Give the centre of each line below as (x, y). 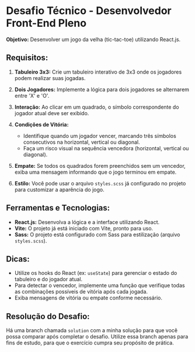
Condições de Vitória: (41, 125)
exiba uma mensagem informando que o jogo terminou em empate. (95, 172)
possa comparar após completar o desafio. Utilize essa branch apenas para (97, 337)
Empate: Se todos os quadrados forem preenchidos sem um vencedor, (100, 165)
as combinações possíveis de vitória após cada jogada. (81, 292)
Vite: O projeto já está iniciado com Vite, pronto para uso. (84, 228)
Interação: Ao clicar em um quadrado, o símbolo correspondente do (97, 107)
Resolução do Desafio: (48, 316)
